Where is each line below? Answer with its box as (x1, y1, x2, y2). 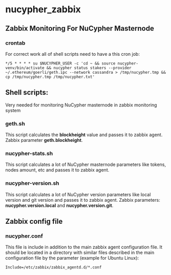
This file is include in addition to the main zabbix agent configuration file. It (5, 244, 163, 250)
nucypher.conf (5, 232, 44, 239)
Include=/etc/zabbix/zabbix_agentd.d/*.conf (5, 265, 102, 270)
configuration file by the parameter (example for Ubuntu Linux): (5, 255, 139, 261)
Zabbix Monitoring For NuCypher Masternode (5, 24, 155, 33)
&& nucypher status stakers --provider (46, 65, 132, 70)
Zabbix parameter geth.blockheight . (5, 137, 83, 143)
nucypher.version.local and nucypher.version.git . (5, 202, 114, 208)
